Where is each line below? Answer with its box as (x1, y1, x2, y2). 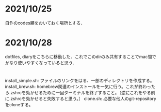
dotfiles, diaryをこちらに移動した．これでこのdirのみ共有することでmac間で (5, 54, 157, 59)
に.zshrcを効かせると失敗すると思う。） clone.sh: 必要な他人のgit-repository (5, 96, 157, 102)
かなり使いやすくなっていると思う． (5, 59, 77, 66)
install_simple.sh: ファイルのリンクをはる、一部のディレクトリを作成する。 (5, 78, 155, 84)
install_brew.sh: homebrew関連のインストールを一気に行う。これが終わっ (5, 84, 151, 90)
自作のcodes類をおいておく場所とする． (5, 20, 85, 26)
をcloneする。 (5, 102, 33, 108)
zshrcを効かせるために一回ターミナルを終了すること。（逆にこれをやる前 (10, 90, 156, 96)
